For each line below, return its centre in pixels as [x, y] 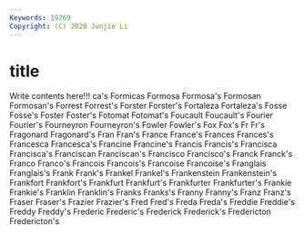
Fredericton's [35, 221]
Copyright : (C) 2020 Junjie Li [69, 26]
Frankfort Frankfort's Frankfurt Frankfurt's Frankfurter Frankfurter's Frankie [151, 183]
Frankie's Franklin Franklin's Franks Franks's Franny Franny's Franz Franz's [150, 192]
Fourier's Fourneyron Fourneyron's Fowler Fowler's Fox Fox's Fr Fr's [137, 125]
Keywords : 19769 [40, 18]
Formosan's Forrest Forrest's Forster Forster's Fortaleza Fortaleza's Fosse [148, 106]
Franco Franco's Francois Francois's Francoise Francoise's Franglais [138, 163]
